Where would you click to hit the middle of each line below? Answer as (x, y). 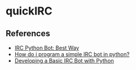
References (28, 33)
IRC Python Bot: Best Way (47, 48)
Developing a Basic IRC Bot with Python (64, 61)
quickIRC (29, 11)
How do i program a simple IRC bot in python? (72, 54)
